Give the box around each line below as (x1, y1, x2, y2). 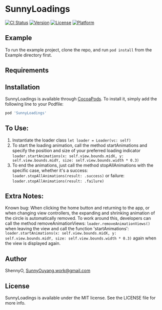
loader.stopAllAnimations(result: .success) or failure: (12, 172, 125, 178)
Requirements (5, 66, 49, 74)
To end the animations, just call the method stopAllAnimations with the (12, 162, 154, 168)
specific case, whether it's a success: (12, 167, 88, 173)
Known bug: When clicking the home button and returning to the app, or (5, 205, 150, 211)
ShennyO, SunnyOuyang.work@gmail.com (5, 268, 91, 274)
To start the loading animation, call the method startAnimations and (12, 142, 147, 148)
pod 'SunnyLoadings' (5, 110, 47, 116)
